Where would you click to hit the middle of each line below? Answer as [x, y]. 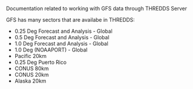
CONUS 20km [31, 75]
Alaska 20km [30, 81]
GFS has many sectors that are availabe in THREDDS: [70, 20]
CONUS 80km [32, 69]
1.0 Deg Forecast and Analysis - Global [61, 44]
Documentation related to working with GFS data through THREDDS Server [97, 8]
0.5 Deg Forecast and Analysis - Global [62, 37]
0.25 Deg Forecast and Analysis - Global [63, 31]
